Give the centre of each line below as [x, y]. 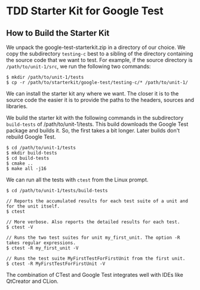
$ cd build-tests [28, 158]
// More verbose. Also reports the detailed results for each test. [93, 222]
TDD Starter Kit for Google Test [85, 11]
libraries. [17, 106]
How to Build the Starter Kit [58, 33]
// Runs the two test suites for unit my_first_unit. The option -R [93, 237]
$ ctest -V [20, 227]
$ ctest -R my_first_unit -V [42, 248]
